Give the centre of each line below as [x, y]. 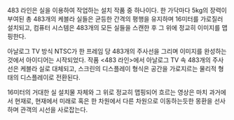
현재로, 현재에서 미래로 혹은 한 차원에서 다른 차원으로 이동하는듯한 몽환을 [113, 101]
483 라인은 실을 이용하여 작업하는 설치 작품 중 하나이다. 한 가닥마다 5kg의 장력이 [117, 10]
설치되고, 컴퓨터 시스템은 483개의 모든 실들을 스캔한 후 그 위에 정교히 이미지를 [114, 28]
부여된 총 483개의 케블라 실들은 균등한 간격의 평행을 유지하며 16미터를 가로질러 [115, 19]
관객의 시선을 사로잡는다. [54, 110]
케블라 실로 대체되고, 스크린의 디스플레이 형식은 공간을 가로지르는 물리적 [118, 69]
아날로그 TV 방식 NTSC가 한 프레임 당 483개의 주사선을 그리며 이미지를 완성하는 [117, 51]
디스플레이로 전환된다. [50, 77]
